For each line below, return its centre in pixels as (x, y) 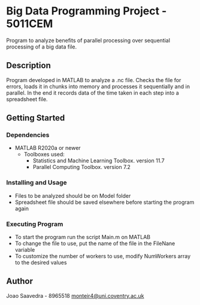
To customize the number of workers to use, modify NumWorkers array (103, 256)
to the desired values (41, 262)
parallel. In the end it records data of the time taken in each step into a (93, 93)
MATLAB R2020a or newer (48, 148)
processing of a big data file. (41, 47)
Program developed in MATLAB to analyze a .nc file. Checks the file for (94, 80)
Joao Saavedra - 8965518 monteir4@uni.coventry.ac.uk (75, 295)
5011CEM (30, 24)
